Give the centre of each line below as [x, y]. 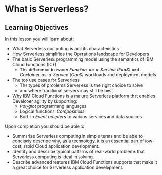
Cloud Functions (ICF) [34, 64]
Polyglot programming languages [53, 106]
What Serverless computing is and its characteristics [66, 49]
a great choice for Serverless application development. [68, 167]
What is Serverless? [47, 9]
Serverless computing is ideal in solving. [53, 157]
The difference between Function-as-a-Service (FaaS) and [79, 70]
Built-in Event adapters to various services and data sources [81, 117]
